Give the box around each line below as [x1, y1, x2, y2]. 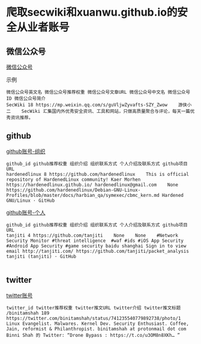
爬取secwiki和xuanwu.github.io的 [6, 5, 178, 19]
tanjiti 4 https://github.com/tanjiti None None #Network [6, 232, 179, 238]
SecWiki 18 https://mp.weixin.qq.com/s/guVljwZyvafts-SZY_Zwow [6, 102, 168, 108]
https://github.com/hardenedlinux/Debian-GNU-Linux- [6, 187, 141, 193]
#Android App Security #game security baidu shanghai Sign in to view [6, 243, 187, 249]
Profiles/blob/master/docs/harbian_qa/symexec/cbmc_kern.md [6, 192, 160, 198]
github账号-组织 [6, 148, 46, 155]
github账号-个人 [6, 208, 46, 216]
